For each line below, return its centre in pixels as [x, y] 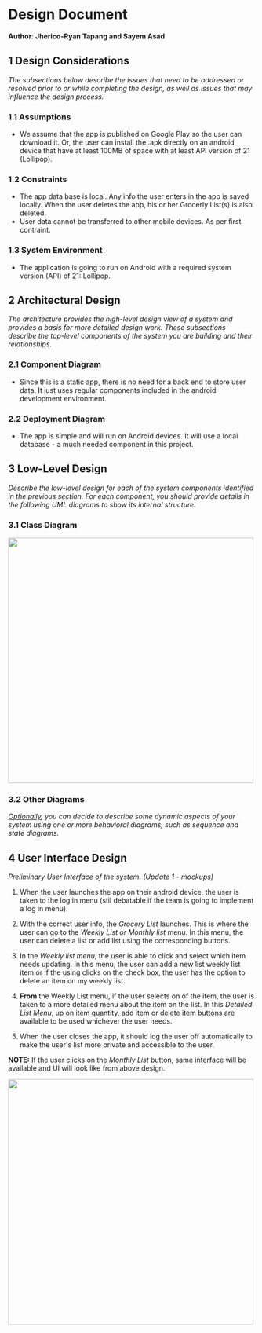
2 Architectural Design [64, 300]
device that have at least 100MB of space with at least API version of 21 [135, 151]
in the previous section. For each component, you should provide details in [129, 496]
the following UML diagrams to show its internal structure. [102, 504]
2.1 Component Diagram [55, 364]
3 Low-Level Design [58, 469]
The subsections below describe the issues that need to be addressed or [126, 79]
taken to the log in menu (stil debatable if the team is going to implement [136, 900]
